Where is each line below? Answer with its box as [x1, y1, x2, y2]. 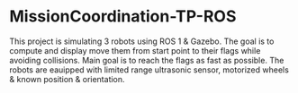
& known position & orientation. [9, 73, 125, 84]
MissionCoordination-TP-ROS [9, 6, 237, 27]
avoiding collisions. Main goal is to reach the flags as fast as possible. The [9, 55, 284, 65]
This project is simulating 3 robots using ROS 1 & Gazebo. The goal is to [9, 36, 275, 46]
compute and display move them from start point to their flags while [9, 45, 261, 55]
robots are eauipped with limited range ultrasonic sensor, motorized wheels [9, 64, 290, 75]
